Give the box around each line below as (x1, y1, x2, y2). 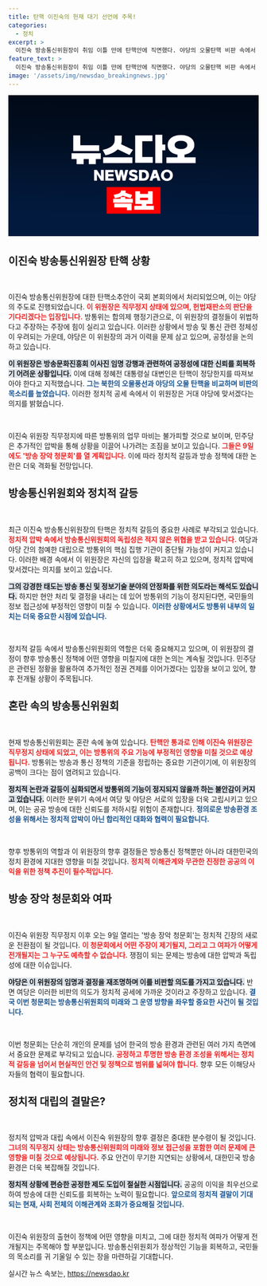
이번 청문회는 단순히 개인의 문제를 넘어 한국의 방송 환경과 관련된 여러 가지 (8, 1039, 235, 1048)
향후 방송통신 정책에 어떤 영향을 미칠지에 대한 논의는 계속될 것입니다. (22, 654, 235, 663)
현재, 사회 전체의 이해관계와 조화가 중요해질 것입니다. (22, 1200, 185, 1209)
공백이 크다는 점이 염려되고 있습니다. (8, 767, 121, 777)
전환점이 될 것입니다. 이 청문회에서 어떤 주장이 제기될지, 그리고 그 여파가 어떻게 (16, 940, 258, 950)
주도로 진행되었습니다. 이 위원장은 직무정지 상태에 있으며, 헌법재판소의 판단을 (16, 302, 253, 312)
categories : (8, 21, 48, 29)
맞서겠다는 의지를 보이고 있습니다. (8, 564, 113, 574)
